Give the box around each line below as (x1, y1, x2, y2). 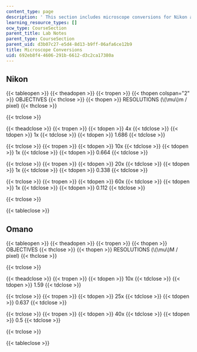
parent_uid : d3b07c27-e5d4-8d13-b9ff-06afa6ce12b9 (6, 42, 133, 48)
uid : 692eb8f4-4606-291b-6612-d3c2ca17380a (6, 52, 114, 58)
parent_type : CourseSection (6, 36, 75, 42)
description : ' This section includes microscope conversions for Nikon (6, 14, 188, 20)
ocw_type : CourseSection (6, 25, 67, 31)
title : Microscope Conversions (6, 47, 83, 53)
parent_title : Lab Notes (6, 31, 67, 36)
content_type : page (6, 8, 54, 15)
